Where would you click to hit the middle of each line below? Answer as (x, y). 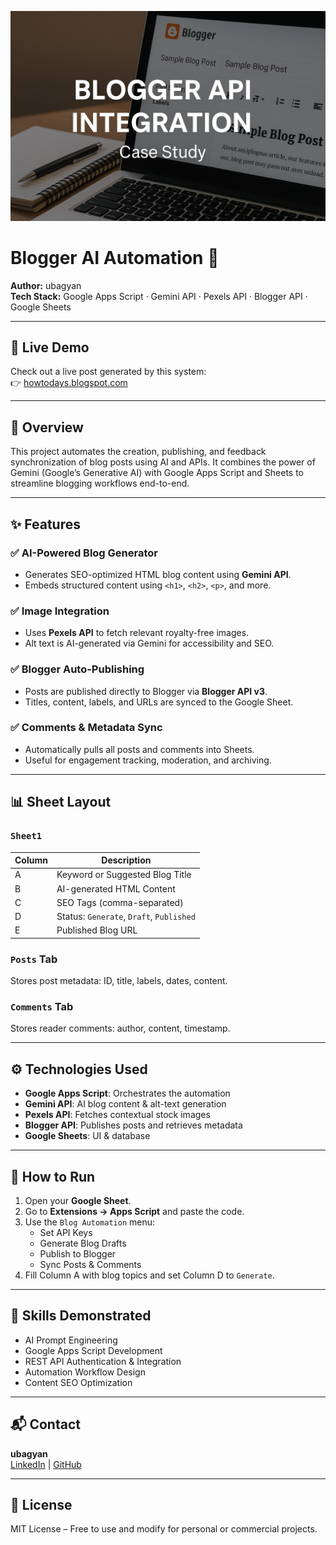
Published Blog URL (97, 930)
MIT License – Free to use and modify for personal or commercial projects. (164, 1529)
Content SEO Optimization (78, 1382)
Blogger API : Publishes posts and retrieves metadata (133, 1125)
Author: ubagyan (46, 285)
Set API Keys (66, 1232)
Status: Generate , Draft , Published (126, 916)
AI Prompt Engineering (71, 1340)
